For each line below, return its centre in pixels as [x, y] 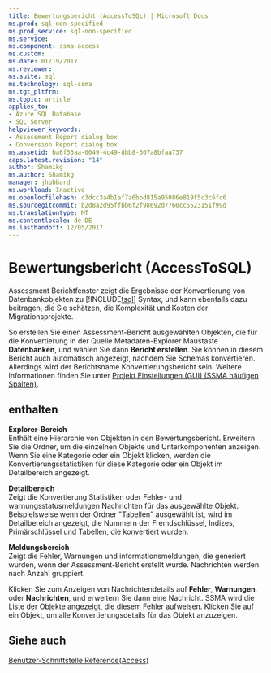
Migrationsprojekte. [41, 317]
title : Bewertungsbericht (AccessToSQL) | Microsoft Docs [108, 16]
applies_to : [28, 107]
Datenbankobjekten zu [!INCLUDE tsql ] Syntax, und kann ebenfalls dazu [128, 299]
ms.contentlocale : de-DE [50, 221]
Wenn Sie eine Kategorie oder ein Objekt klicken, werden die [110, 455]
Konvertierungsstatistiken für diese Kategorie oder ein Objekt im [116, 464]
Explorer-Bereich [38, 429]
